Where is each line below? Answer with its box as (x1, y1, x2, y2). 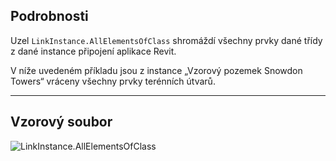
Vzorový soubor (10, 114, 113, 131)
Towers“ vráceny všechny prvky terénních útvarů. (10, 75, 216, 87)
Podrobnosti (10, 8, 89, 25)
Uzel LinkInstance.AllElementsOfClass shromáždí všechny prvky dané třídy (10, 34, 323, 46)
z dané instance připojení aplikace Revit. (10, 45, 177, 57)
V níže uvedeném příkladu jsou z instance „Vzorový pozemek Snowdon (10, 64, 303, 76)
